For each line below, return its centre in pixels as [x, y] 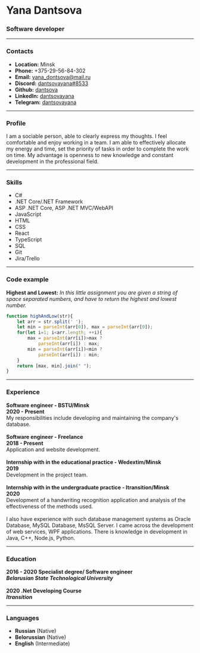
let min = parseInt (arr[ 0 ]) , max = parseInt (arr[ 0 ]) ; [85, 327]
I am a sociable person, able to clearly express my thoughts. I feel [87, 136]
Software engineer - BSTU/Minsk [48, 405]
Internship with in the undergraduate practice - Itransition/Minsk [88, 487]
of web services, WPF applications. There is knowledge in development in [97, 531]
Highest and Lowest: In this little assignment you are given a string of [92, 293]
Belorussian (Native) [40, 638]
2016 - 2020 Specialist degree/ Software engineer [69, 572]
